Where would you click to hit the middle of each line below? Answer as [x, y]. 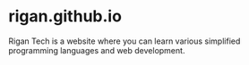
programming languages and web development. [97, 50]
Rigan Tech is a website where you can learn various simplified [124, 41]
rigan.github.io [65, 16]
